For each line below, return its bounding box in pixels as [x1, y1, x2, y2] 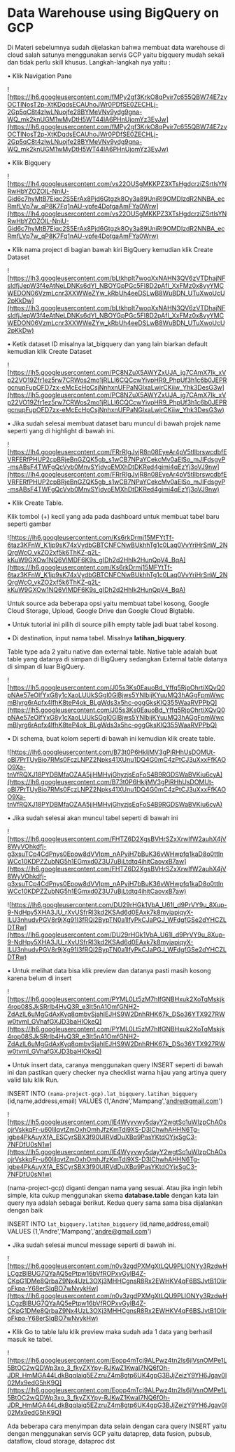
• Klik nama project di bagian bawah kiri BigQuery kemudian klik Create [7, 245, 213, 253]
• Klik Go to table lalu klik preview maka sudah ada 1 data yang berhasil [7, 1327, 213, 1335]
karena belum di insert [7, 974, 72, 982]
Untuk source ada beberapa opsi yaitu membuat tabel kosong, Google [7, 599, 210, 607]
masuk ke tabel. [7, 1335, 53, 1343]
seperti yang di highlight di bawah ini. [7, 426, 115, 435]
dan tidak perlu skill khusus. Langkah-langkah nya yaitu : [7, 58, 171, 66]
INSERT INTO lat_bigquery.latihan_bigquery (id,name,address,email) [7, 1220, 210, 1228]
